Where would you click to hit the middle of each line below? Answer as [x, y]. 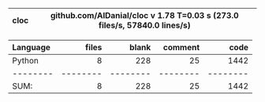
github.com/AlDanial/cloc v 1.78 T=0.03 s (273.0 [144, 15]
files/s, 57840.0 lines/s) [144, 25]
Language [32, 47]
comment [181, 47]
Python [26, 60]
